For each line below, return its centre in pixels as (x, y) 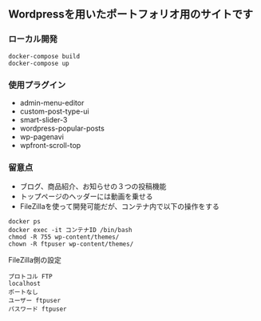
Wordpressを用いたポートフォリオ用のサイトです (131, 14)
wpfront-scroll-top (50, 145)
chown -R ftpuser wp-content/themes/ (71, 244)
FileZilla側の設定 (35, 260)
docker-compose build (44, 56)
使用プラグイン (37, 85)
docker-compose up (39, 63)
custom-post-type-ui (54, 111)
